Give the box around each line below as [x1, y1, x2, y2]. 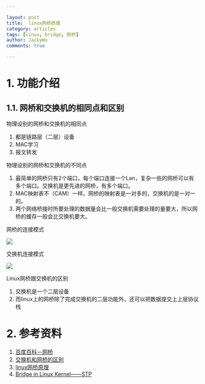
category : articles [6, 26, 56, 32]
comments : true [6, 43, 45, 49]
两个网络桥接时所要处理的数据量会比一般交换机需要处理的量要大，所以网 [15, 205, 198, 212]
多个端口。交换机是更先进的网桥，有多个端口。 [15, 182, 133, 189]
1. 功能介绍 [6, 77, 60, 91]
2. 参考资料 [6, 327, 62, 341]
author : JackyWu [6, 37, 48, 43]
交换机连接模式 [6, 250, 44, 257]
